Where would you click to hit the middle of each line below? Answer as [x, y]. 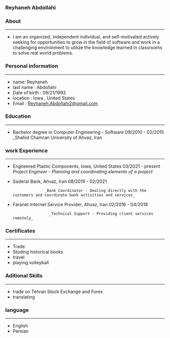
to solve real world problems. [43, 53]
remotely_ [23, 218]
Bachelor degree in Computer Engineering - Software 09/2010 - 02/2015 [88, 132]
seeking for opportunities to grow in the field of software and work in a [86, 42]
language [17, 310]
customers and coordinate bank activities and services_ [74, 195]
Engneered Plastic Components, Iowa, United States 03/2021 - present [86, 166]
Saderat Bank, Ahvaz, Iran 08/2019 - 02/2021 [60, 181]
